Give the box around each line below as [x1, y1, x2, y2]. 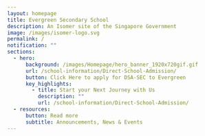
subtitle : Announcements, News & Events [25, 118, 143, 126]
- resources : [13, 106, 51, 113]
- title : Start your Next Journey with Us [32, 87, 155, 93]
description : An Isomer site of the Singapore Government [7, 23, 177, 30]
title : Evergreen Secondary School [7, 16, 109, 23]
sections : [7, 49, 36, 56]
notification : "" [7, 42, 57, 49]
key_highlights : [25, 80, 72, 87]
